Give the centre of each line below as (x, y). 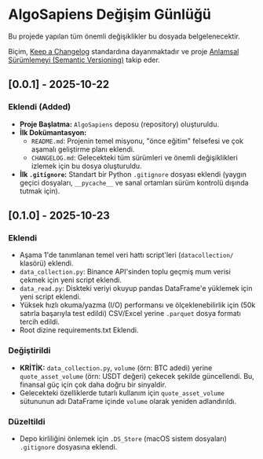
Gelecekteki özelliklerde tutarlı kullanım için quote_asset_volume (122, 393)
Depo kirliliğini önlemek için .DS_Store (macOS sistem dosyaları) (123, 439)
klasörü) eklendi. (46, 263)
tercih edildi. (40, 322)
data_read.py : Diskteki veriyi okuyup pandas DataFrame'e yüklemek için (136, 288)
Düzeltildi (27, 421)
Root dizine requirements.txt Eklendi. (79, 330)
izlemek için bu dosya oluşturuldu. (87, 166)
